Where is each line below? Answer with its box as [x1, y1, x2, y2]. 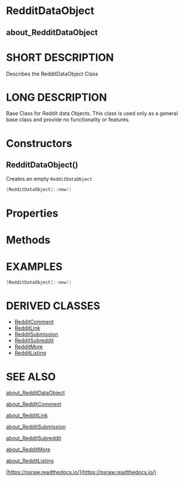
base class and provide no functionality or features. [6, 116, 130, 123]
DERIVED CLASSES [6, 299, 100, 312]
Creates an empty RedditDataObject [6, 176, 92, 183]
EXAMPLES [6, 260, 63, 273]
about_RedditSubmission [6, 423, 66, 431]
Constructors [6, 136, 72, 150]
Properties [6, 207, 58, 220]
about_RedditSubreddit [6, 435, 61, 442]
